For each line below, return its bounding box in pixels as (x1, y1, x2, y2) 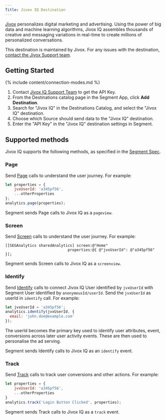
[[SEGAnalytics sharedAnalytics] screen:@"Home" (5, 243, 108, 248)
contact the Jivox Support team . (5, 52, 71, 58)
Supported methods (5, 135, 69, 144)
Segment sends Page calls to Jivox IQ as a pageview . (5, 210, 113, 215)
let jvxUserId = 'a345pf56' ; (5, 305, 66, 310)
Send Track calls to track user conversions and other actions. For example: (5, 372, 159, 378)
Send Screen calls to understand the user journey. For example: (5, 233, 136, 239)
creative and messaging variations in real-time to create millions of (5, 31, 142, 37)
